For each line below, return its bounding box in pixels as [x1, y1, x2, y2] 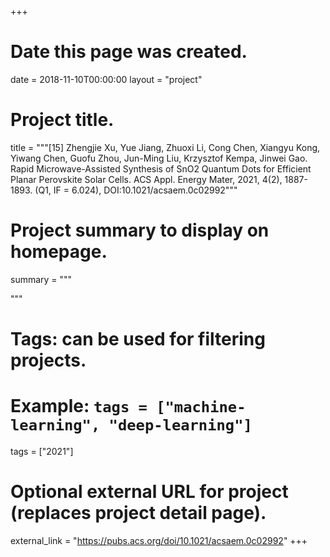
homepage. [10, 241, 108, 263]
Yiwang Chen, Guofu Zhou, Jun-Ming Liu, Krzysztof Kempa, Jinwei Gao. [10, 152, 308, 164]
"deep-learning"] [108, 416, 253, 435]
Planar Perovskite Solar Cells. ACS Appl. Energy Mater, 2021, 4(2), [10, 173, 283, 185]
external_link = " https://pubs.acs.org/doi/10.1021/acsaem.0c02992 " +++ [10, 534, 308, 546]
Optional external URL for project [10, 481, 289, 503]
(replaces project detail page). [10, 502, 267, 525]
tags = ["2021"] [10, 445, 74, 457]
